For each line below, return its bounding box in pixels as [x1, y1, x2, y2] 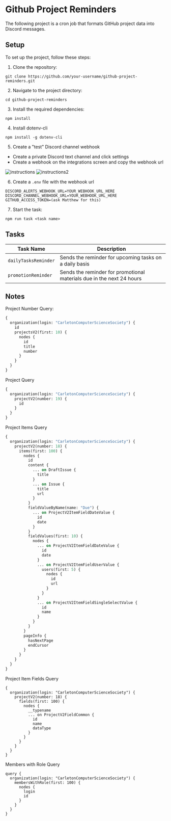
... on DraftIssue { [32, 467, 76, 472]
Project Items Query [5, 425, 47, 430]
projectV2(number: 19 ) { [14, 396, 67, 401]
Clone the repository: [12, 64, 58, 70]
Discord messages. [5, 25, 46, 32]
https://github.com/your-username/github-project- [27, 74, 138, 79]
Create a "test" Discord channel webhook [12, 144, 100, 150]
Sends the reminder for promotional [60, 269, 145, 276]
